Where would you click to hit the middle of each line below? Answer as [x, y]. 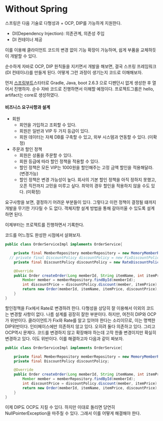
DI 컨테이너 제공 [27, 39]
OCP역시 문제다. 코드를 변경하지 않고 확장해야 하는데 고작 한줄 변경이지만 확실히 [81, 332]
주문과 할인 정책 [27, 149]
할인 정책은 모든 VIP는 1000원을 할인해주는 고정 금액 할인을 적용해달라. [86, 168]
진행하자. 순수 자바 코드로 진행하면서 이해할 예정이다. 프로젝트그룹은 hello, [84, 89]
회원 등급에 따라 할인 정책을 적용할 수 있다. [59, 161]
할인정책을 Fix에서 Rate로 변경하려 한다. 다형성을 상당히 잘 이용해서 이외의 [75, 308]
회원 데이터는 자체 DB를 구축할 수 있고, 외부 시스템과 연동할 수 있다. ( [84, 137]
